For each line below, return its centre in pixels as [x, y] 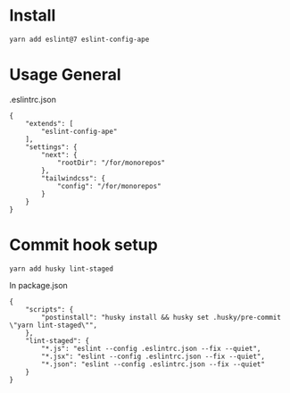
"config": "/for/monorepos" [109, 186]
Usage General [66, 75]
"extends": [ [50, 123]
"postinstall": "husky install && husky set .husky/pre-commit [161, 317]
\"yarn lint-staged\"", [54, 325]
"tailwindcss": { [73, 178]
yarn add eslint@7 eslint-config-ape [79, 39]
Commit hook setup [83, 245]
